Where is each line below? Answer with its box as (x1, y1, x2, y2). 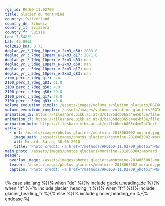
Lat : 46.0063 (5, 39, 32, 44)
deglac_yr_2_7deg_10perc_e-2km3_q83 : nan (5, 57, 91, 62)
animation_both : (5, 121, 38, 126)
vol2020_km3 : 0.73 (5, 44, 43, 49)
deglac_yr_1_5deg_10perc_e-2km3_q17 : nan (5, 67, 91, 72)
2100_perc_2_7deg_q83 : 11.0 (5, 80, 63, 85)
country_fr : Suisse (5, 30, 45, 35)
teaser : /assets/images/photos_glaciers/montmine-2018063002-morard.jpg (9, 162, 162, 167)
